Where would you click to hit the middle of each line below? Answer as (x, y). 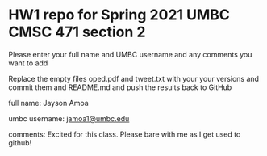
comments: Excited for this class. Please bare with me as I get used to (125, 134)
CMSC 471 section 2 (77, 32)
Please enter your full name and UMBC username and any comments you (130, 54)
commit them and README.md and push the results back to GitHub (120, 87)
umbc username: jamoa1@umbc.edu (69, 118)
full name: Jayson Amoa (48, 103)
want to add (28, 63)
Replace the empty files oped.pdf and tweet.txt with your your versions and (134, 78)
